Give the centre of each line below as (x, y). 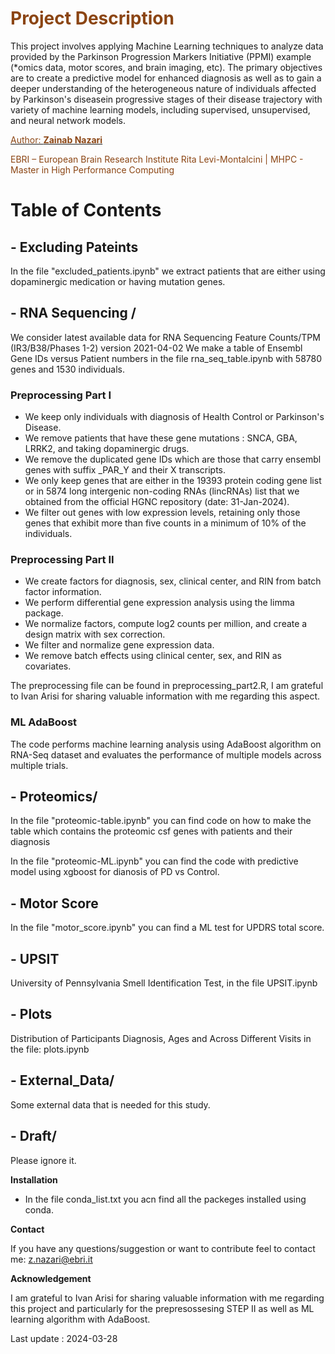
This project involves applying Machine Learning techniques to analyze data (167, 46)
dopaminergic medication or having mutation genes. (118, 281)
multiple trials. (39, 765)
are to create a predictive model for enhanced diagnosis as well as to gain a (166, 78)
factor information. (63, 592)
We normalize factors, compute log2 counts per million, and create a (166, 624)
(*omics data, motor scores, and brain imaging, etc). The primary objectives (166, 67)
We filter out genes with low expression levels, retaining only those (162, 513)
